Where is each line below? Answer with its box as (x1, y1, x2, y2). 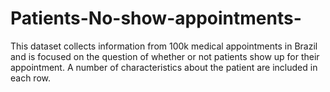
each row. (10, 72, 52, 84)
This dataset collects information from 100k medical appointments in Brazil (10, 40, 318, 52)
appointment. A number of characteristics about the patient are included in (10, 61, 318, 73)
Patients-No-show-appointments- (10, 7, 302, 30)
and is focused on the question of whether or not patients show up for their (10, 50, 320, 62)
